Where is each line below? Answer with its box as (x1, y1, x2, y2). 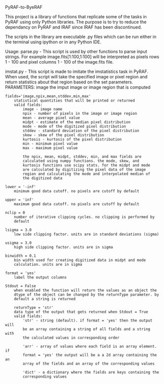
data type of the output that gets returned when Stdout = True (14, 310, 148, 314)
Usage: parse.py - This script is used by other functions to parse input (5, 49, 147, 54)
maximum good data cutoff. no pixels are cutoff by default (14, 202, 139, 207)
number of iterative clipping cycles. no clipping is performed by (14, 214, 155, 219)
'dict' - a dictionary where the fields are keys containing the (23, 370, 160, 375)
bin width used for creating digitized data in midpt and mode (14, 258, 146, 263)
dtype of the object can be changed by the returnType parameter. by (14, 292, 160, 297)
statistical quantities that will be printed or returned (14, 98, 135, 103)
